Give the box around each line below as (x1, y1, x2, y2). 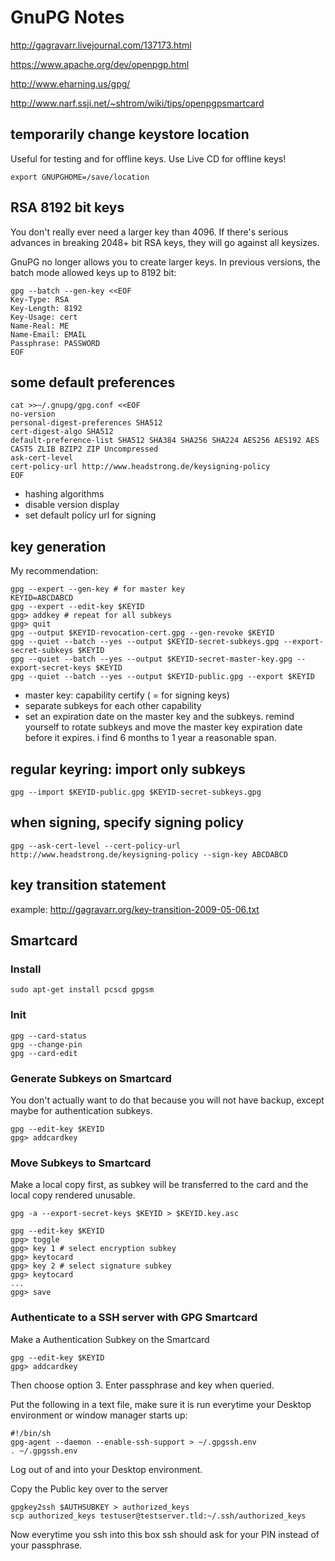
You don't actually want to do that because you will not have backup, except (10, 1094, 325, 1106)
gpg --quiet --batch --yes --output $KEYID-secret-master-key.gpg (10, 654, 293, 665)
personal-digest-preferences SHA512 (10, 418, 163, 428)
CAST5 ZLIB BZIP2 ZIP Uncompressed (10, 444, 159, 455)
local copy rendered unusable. (10, 1189, 136, 1201)
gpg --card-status (10, 1031, 87, 1041)
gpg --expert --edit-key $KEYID (10, 602, 145, 612)
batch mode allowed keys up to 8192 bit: (10, 266, 177, 278)
